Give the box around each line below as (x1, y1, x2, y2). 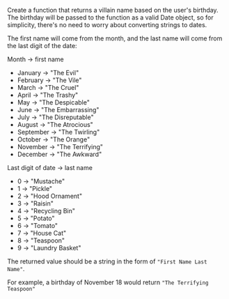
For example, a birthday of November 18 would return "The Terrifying (7, 278, 209, 286)
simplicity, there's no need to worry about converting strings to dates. (7, 21, 207, 29)
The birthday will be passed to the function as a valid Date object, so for (7, 13, 214, 22)
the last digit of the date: (7, 42, 78, 49)
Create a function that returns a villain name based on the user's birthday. (7, 6, 219, 14)
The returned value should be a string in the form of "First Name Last (7, 257, 207, 266)
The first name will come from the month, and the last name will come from (7, 34, 223, 43)
